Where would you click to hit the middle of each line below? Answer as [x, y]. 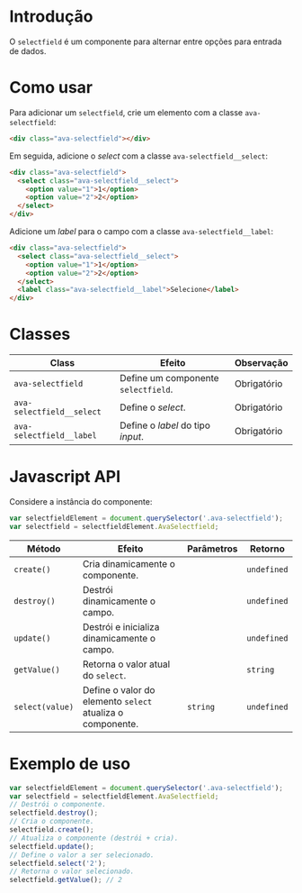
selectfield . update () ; [52, 846]
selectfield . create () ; [52, 830]
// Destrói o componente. [58, 805]
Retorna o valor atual [126, 664]
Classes [40, 334]
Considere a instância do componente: [81, 501]
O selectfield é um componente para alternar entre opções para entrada [146, 41]
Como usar [51, 88]
